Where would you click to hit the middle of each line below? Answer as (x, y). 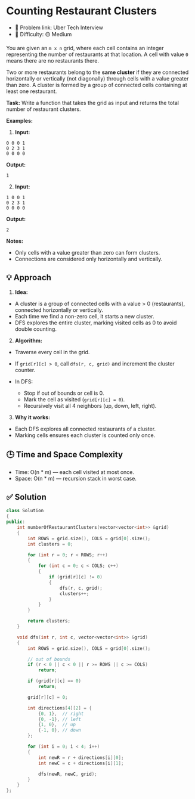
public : (16, 522)
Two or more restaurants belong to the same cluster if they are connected (97, 72)
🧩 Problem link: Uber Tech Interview (59, 27)
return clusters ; (49, 621)
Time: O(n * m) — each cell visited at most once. (75, 472)
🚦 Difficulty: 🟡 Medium (43, 34)
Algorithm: (29, 340)
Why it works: (32, 417)
